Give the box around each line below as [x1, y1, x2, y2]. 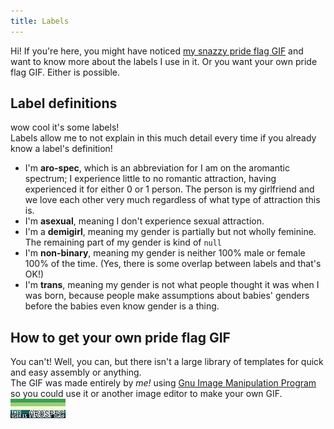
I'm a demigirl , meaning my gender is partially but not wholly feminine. [24, 226, 317, 238]
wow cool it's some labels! [10, 121, 120, 134]
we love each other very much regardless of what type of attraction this [24, 194, 321, 206]
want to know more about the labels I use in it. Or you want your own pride [10, 55, 318, 67]
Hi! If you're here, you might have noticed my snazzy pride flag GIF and [10, 45, 304, 57]
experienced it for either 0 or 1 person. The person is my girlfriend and [24, 183, 315, 195]
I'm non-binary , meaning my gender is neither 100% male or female [24, 247, 306, 259]
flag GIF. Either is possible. [10, 66, 120, 78]
